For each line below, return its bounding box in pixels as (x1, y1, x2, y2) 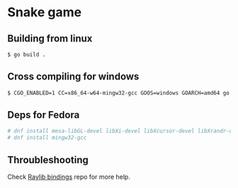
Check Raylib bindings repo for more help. (7, 172, 131, 181)
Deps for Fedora (7, 109, 80, 121)
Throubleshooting (7, 153, 89, 166)
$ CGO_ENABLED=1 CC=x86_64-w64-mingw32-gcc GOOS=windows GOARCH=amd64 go (7, 89, 230, 96)
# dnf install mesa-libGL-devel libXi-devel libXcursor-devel (7, 128, 195, 135)
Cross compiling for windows (7, 71, 140, 83)
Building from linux (7, 33, 93, 45)
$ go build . (7, 51, 46, 58)
